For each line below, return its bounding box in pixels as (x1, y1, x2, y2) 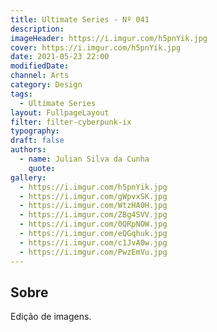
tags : (10, 89, 33, 99)
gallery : (10, 172, 47, 183)
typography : (10, 126, 60, 136)
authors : (10, 145, 47, 155)
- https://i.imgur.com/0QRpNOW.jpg (19, 219, 168, 230)
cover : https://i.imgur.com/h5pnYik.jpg (10, 42, 182, 53)
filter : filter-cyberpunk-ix (10, 117, 132, 127)
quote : (28, 163, 56, 173)
